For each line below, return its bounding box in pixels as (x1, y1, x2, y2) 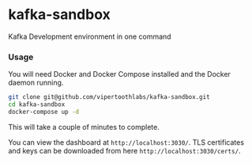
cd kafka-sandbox (8, 100, 66, 108)
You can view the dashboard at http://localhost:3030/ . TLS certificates (8, 137, 245, 147)
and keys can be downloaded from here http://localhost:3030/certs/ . (8, 146, 241, 155)
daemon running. (8, 78, 64, 88)
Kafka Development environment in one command (8, 32, 171, 41)
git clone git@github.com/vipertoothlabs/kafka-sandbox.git (8, 93, 211, 101)
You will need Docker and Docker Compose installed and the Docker (8, 70, 231, 79)
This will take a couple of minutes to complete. (8, 122, 160, 131)
